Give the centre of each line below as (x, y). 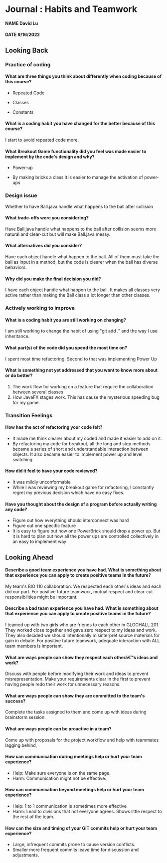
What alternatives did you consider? (44, 246)
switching (22, 459)
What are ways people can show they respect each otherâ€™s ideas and (82, 657)
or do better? (19, 375)
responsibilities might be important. (42, 597)
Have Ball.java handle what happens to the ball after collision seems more (81, 229)
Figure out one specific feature (44, 526)
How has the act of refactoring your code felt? (54, 427)
